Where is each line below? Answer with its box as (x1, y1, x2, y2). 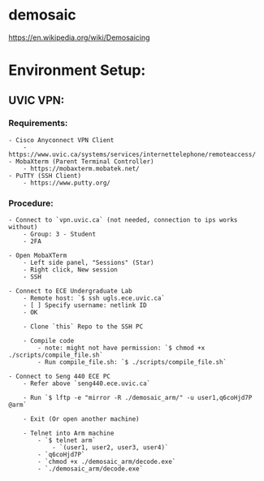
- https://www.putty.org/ (23, 179, 111, 187)
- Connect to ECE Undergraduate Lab (8, 287, 132, 296)
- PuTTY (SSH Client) (8, 171, 82, 180)
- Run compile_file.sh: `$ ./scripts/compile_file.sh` (37, 358, 227, 366)
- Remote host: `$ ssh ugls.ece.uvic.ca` (23, 294, 165, 302)
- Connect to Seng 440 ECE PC (8, 372, 111, 381)
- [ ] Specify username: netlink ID (23, 301, 148, 310)
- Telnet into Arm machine (23, 429, 115, 438)
